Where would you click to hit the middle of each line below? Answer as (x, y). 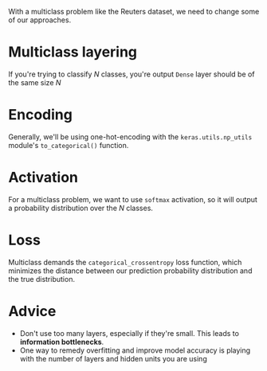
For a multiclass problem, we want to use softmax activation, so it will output (133, 199)
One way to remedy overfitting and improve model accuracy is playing (135, 350)
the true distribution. (42, 279)
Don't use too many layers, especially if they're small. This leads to (129, 333)
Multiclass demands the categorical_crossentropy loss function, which (125, 262)
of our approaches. (40, 20)
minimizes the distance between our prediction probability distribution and (130, 271)
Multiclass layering (73, 52)
